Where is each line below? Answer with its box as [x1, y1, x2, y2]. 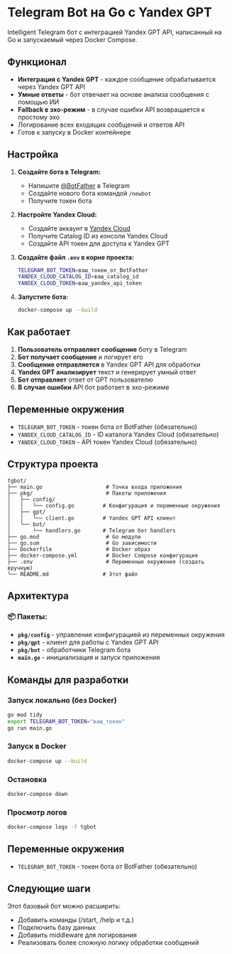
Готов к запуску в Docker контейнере [17, 127, 131, 136]
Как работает [7, 326, 71, 338]
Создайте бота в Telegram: [17, 167, 101, 176]
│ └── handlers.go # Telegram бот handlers [7, 527, 176, 534]
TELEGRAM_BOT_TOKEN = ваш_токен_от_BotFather [17, 266, 149, 274]
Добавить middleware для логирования [17, 931, 137, 939]
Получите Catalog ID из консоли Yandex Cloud [28, 231, 168, 240]
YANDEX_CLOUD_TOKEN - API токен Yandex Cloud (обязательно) [17, 437, 197, 446]
